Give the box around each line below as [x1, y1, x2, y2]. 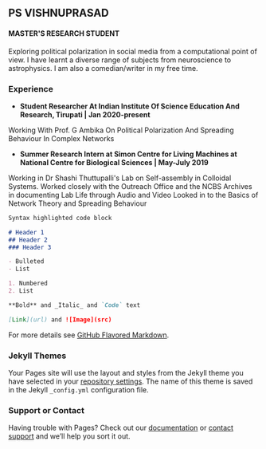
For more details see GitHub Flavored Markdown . [8, 330, 170, 340]
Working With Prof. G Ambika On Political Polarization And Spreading [8, 125, 235, 135]
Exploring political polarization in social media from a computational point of [8, 46, 257, 56]
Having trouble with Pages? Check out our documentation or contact [8, 423, 233, 433]
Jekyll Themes [8, 350, 67, 361]
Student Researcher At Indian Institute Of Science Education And [19, 101, 241, 111]
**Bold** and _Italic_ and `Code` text [8, 301, 141, 309]
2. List [8, 287, 34, 295]
